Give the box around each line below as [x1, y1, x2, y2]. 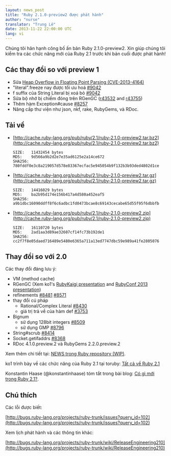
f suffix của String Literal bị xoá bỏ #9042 [12, 90, 101, 96]
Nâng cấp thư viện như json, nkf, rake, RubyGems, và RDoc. [12, 106, 139, 112]
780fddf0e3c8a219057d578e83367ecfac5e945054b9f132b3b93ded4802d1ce [12, 163, 159, 169]
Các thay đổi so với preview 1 [5, 65, 100, 74]
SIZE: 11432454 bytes [12, 150, 64, 155]
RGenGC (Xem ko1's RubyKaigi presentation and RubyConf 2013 [12, 281, 148, 287]
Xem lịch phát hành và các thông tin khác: [5, 429, 93, 436]
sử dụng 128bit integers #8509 [20, 319, 85, 325]
